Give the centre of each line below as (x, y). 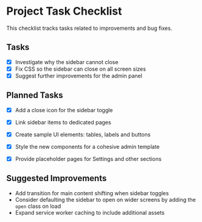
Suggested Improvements (57, 178)
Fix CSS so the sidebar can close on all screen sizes (80, 69)
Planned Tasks (35, 95)
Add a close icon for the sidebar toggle (64, 110)
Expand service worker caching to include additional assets (90, 212)
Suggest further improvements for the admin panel (79, 76)
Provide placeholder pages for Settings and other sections (88, 159)
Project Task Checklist (64, 11)
